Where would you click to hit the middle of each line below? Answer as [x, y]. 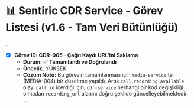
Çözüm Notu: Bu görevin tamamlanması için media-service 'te [98, 75]
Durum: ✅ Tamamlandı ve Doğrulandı [69, 62]
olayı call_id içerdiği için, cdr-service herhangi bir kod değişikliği [103, 87]
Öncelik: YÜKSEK [44, 68]
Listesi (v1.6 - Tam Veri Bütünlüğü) [92, 27]
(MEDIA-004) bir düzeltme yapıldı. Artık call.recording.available [104, 81]
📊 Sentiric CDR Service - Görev [84, 11]
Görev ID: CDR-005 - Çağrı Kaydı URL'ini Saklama [76, 55]
